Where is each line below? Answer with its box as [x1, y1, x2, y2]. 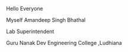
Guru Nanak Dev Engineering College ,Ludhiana [6, 40, 122, 46]
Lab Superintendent [6, 28, 54, 35]
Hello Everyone [6, 5, 43, 12]
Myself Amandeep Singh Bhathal [6, 17, 86, 23]
